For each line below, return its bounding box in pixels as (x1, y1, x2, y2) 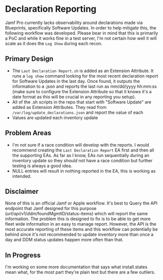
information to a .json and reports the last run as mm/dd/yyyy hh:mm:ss (12, 83, 157, 89)
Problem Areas (5, 129, 51, 137)
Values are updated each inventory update (12, 114, 98, 121)
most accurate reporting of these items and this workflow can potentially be (5, 227, 158, 232)
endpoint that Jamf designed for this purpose (5, 205, 97, 211)
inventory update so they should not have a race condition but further (12, 157, 153, 163)
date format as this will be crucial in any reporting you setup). (12, 94, 136, 100)
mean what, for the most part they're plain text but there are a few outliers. (5, 269, 156, 275)
